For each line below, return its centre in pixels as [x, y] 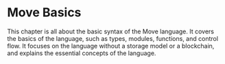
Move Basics [44, 13]
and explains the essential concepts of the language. [82, 53]
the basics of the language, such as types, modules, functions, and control [113, 38]
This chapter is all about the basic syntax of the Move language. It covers [111, 31]
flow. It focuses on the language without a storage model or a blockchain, [111, 46]
